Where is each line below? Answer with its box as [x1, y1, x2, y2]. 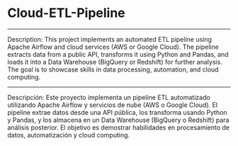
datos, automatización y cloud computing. [7, 130, 130, 139]
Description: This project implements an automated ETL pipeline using [7, 35, 212, 43]
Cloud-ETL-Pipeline [7, 5, 125, 21]
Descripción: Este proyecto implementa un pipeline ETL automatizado [7, 93, 210, 101]
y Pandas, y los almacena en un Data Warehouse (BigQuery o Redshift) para [7, 116, 229, 124]
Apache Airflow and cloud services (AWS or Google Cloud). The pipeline [7, 43, 220, 51]
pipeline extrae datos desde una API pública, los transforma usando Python [7, 108, 228, 116]
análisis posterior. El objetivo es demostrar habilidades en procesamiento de [7, 123, 230, 132]
